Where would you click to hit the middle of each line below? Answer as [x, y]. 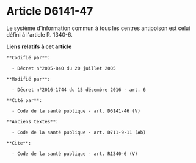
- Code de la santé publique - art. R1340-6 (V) [75, 154]
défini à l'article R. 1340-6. [39, 34]
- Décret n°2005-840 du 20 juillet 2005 [64, 68]
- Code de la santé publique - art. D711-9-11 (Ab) [79, 132]
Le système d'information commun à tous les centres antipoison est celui [98, 28]
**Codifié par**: [28, 57]
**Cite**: [19, 143]
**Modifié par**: [28, 79]
